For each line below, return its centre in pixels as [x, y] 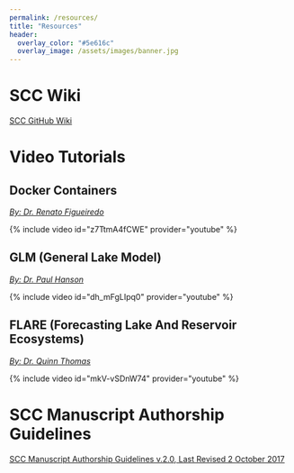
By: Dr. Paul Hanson [46, 279]
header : [24, 34]
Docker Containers [63, 190]
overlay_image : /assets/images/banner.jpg [98, 51]
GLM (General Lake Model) [85, 258]
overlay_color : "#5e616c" [66, 43]
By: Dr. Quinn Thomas [50, 360]
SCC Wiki [45, 96]
